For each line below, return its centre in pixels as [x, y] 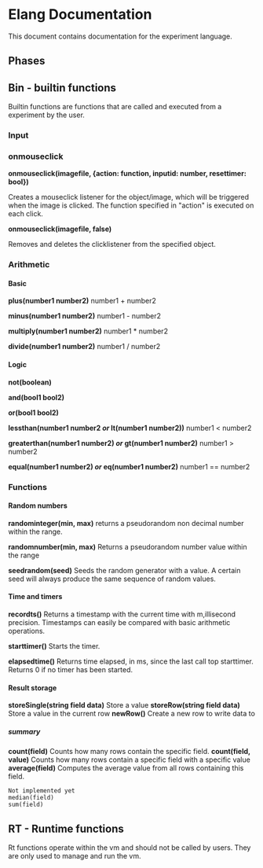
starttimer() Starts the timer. [54, 646]
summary [24, 731]
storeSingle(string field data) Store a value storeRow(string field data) [124, 705]
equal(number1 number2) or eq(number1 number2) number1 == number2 [129, 466]
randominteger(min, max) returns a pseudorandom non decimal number [126, 523]
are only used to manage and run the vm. [75, 856]
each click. [26, 214]
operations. [27, 631]
